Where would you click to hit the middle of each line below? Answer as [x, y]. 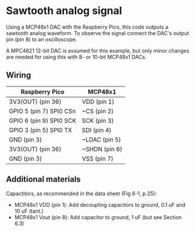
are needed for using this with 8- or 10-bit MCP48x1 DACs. [76, 57]
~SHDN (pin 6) [102, 149]
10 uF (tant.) [29, 211]
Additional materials [43, 179]
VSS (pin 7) [97, 158]
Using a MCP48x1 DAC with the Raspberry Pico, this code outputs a [87, 27]
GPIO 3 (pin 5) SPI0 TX [40, 130]
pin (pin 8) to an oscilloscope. [42, 39]
